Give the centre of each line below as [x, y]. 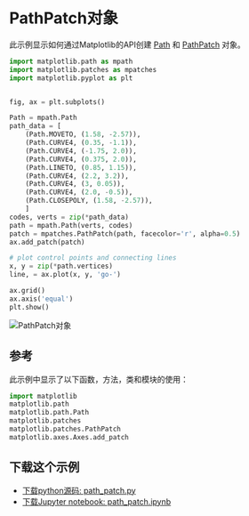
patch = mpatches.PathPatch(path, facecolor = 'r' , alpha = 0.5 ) [125, 234]
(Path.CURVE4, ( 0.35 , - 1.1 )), [81, 143]
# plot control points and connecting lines [93, 258]
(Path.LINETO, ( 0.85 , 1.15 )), [81, 167]
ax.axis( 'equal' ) [41, 299]
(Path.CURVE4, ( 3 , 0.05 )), [75, 184]
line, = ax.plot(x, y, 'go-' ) [65, 275]
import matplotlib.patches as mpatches [83, 69]
